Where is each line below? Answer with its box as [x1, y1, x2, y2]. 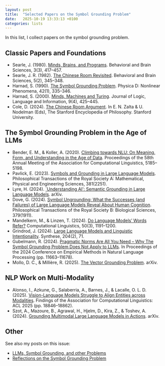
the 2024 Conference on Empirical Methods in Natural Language [12, 249, 144, 255]
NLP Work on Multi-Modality [5, 274, 95, 282]
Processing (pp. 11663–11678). [12, 254, 74, 260]
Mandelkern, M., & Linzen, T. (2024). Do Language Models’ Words [12, 218, 147, 223]
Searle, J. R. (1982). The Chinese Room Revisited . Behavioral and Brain [12, 73, 156, 78]
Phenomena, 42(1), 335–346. [12, 88, 71, 94]
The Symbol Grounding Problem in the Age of [5, 129, 147, 137]
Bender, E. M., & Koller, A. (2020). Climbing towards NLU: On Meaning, [12, 149, 156, 155]
